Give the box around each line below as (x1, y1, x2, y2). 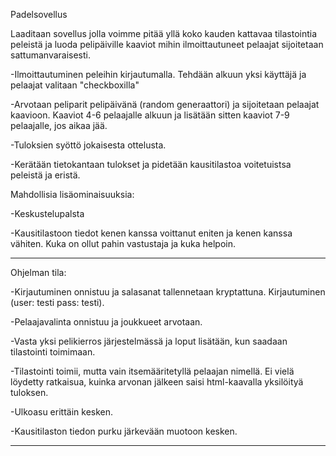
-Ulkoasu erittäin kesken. (10, 406, 114, 418)
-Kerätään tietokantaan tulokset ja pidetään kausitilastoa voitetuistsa (10, 159, 292, 170)
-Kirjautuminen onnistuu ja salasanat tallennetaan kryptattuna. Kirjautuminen (10, 286, 326, 298)
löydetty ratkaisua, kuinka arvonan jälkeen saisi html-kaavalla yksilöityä (10, 376, 304, 388)
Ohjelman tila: (10, 267, 67, 278)
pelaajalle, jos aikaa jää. (10, 120, 108, 131)
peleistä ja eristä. (10, 169, 81, 181)
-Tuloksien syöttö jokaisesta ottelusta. (10, 139, 167, 151)
